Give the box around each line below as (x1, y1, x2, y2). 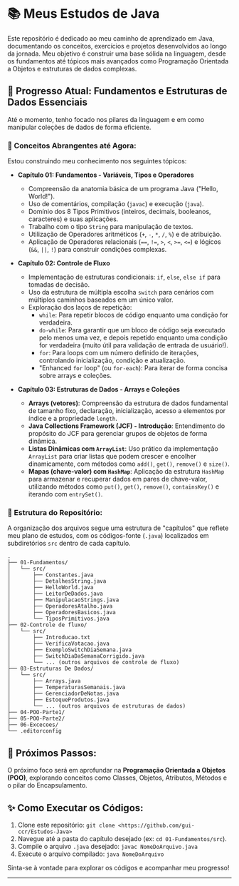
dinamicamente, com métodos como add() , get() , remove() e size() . (28, 459, 230, 468)
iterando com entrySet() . (28, 490, 103, 499)
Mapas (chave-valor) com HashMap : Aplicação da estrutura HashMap (28, 467, 225, 476)
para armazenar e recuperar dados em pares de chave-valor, (28, 475, 208, 484)
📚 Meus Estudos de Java (7, 6, 160, 22)
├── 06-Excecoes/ (7, 721, 59, 728)
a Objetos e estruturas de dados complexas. (7, 64, 137, 73)
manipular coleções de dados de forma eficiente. (7, 123, 152, 131)
